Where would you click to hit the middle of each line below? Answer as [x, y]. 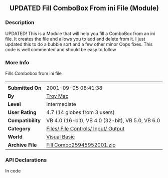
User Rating [22, 112]
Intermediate [61, 104]
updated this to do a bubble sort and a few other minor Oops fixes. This [79, 44]
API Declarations [26, 160]
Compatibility [24, 120]
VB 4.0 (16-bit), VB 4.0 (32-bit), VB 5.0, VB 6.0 [103, 120]
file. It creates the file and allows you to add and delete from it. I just [75, 39]
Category [19, 128]
